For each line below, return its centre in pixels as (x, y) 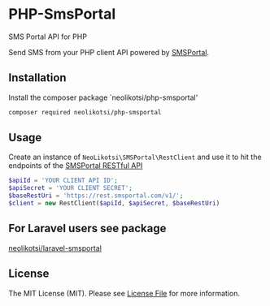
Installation (37, 78)
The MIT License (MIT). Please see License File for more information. (124, 293)
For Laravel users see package (87, 228)
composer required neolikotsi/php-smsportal (85, 112)
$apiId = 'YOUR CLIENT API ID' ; (63, 181)
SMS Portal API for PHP (48, 37)
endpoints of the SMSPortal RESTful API (76, 166)
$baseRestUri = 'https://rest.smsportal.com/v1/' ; (96, 196)
